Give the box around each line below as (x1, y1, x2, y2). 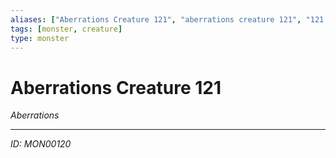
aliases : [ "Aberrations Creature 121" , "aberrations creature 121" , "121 (10, 14, 325, 25)
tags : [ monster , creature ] (10, 24, 123, 34)
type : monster (10, 33, 70, 43)
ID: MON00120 (10, 138, 72, 150)
